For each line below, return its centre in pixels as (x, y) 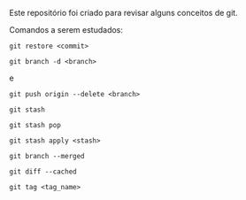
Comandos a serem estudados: (66, 30)
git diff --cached (43, 172)
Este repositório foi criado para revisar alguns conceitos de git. (123, 13)
